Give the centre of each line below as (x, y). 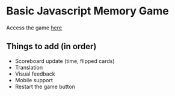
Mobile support (34, 80)
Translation (29, 67)
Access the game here (34, 28)
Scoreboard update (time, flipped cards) (65, 61)
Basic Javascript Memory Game (88, 11)
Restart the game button (45, 86)
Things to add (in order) (51, 46)
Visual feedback (35, 74)
